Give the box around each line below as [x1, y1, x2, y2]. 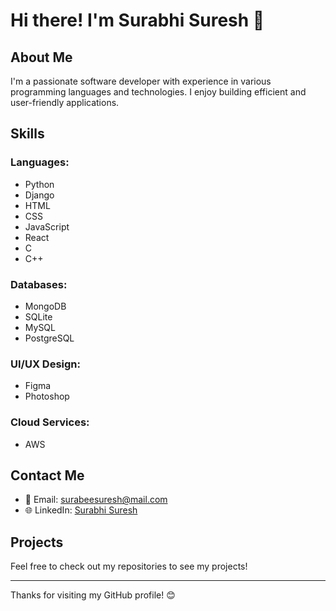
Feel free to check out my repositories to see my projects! [10, 560, 248, 573]
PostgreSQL [24, 332, 75, 344]
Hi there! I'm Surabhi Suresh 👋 [10, 9, 265, 32]
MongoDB [24, 300, 67, 312]
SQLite [24, 310, 53, 323]
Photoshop [24, 390, 70, 403]
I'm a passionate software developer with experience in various [10, 75, 272, 87]
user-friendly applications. [10, 97, 120, 108]
